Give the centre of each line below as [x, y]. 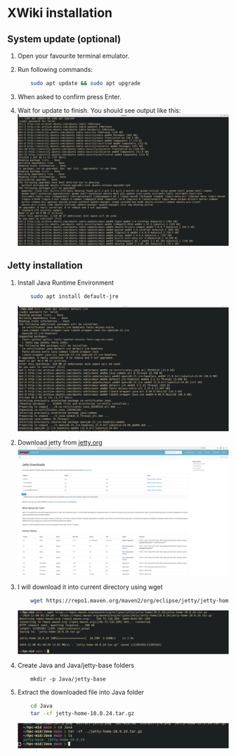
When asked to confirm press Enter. [69, 97]
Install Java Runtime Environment [66, 283]
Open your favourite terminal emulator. [73, 56]
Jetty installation [45, 266]
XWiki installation [60, 13]
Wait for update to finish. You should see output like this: [99, 110]
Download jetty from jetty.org [60, 442]
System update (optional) [64, 39]
